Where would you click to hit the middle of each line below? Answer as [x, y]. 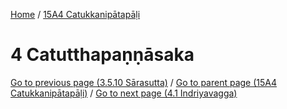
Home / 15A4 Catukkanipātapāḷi [75, 14]
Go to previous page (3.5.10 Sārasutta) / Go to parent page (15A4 [144, 82]
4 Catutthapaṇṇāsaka [102, 55]
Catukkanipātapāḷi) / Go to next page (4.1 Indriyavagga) [124, 93]
